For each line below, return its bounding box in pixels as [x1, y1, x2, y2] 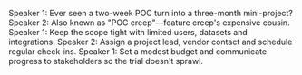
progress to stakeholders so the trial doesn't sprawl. [8, 56, 203, 66]
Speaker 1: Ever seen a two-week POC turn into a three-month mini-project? [8, 8, 294, 18]
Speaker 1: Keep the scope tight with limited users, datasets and [8, 27, 248, 37]
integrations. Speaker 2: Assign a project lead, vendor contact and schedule [8, 36, 293, 47]
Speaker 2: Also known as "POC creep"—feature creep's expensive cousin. [8, 17, 291, 28]
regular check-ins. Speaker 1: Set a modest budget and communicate [8, 46, 268, 57]
